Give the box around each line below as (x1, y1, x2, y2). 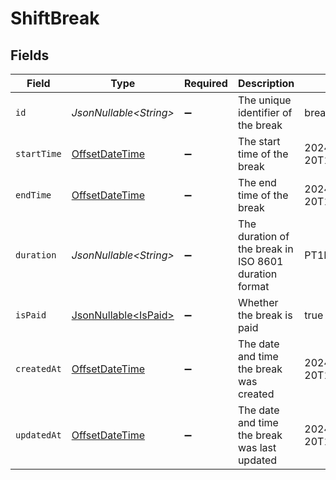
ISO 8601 (237, 255, 284, 268)
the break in (237, 242, 294, 256)
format (237, 280, 270, 293)
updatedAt (15, 430, 62, 441)
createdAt (15, 363, 62, 374)
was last (237, 441, 277, 454)
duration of (237, 230, 290, 243)
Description (237, 77, 295, 90)
